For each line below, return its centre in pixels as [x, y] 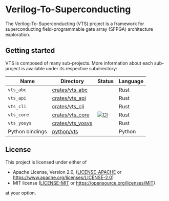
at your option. [21, 193]
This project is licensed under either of [46, 162]
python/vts [65, 131]
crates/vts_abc [70, 90]
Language [131, 81]
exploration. [18, 34]
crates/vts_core [71, 115]
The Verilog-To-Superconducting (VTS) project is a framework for [75, 24]
